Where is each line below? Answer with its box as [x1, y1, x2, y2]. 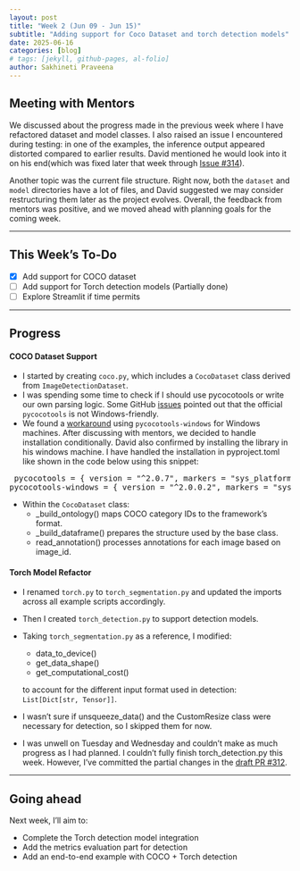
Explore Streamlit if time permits [21, 291, 141, 302]
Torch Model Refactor [9, 566, 92, 577]
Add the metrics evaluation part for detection [21, 842, 188, 853]
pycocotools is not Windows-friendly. [21, 408, 159, 420]
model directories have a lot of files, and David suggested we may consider [9, 184, 284, 195]
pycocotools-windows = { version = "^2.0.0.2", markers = [9, 482, 269, 492]
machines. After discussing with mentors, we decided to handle [21, 428, 256, 439]
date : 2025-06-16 [9, 38, 74, 47]
